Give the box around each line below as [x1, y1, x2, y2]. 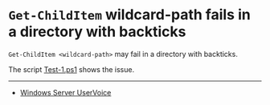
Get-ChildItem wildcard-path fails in [8, 6, 251, 24]
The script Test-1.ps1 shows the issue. [8, 64, 135, 74]
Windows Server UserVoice [19, 87, 112, 97]
